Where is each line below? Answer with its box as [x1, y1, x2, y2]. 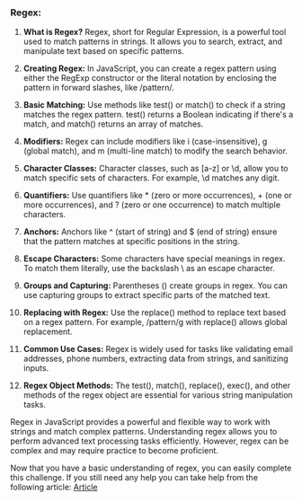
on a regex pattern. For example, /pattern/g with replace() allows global [22, 317, 288, 328]
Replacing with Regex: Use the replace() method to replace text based [22, 307, 287, 318]
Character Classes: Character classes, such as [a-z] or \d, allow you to [22, 163, 289, 174]
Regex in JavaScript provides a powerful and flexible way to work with [10, 417, 271, 427]
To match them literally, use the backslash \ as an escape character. [22, 263, 275, 274]
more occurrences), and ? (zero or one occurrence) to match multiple [22, 199, 281, 210]
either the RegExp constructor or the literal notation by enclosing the [22, 73, 277, 83]
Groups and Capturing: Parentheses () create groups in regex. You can [22, 280, 289, 291]
